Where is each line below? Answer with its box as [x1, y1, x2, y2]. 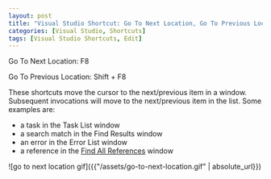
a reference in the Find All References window [19, 146, 173, 156]
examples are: [8, 105, 56, 114]
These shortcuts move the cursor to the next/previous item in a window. [8, 88, 248, 98]
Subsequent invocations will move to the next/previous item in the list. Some [8, 96, 262, 106]
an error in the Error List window [19, 138, 127, 148]
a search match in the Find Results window [19, 129, 163, 139]
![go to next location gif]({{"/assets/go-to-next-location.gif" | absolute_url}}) [8, 162, 262, 172]
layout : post [8, 11, 52, 20]
